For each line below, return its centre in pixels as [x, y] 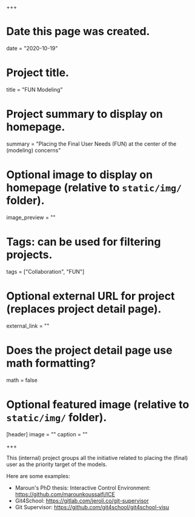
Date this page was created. [78, 32]
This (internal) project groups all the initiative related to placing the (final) [97, 458]
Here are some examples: [38, 476]
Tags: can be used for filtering [84, 242]
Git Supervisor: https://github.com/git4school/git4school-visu [92, 507]
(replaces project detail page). [84, 309]
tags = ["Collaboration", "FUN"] [45, 271]
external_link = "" [28, 326]
